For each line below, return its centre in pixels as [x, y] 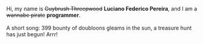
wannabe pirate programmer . [43, 15]
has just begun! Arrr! [32, 34]
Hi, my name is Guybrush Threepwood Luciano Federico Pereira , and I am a [102, 9]
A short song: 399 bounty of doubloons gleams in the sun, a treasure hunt [99, 28]
